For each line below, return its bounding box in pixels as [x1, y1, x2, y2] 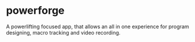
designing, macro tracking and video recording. [6, 29, 121, 36]
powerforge [6, 4, 65, 17]
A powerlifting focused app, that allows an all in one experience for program [6, 23, 189, 30]
